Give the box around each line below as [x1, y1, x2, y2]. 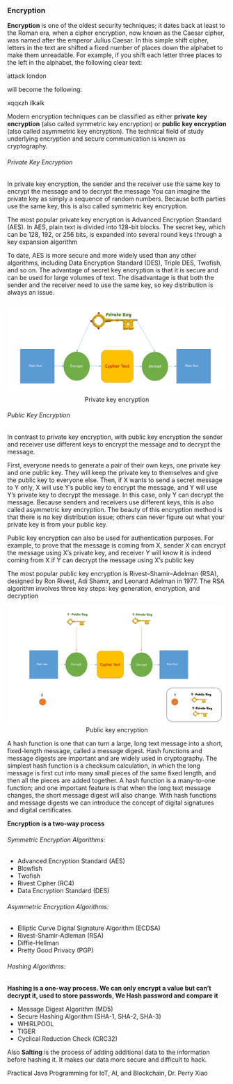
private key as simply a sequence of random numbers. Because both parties [7, 194, 226, 203]
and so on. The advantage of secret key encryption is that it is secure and [7, 265, 219, 274]
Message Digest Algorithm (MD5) [17, 1005, 113, 1013]
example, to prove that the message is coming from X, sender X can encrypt [7, 541, 226, 549]
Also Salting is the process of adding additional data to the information [7, 1048, 210, 1056]
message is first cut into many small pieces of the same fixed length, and [7, 768, 216, 777]
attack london [7, 72, 47, 80]
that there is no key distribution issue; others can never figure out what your [7, 513, 225, 521]
